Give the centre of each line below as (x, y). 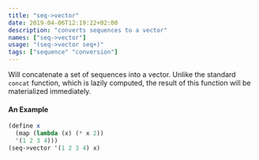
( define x (24, 126)
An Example (28, 109)
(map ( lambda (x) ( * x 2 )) (60, 134)
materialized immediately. (50, 91)
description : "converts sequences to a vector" (88, 30)
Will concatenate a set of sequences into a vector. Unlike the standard (122, 74)
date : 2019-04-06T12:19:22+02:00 (63, 23)
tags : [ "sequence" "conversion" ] (63, 52)
